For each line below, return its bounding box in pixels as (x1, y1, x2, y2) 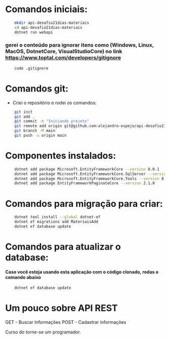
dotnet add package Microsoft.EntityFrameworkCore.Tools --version (14, 176, 159, 181)
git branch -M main (14, 128, 56, 134)
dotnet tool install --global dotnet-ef (14, 215, 101, 220)
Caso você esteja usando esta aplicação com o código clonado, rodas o (5, 269, 159, 275)
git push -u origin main (14, 133, 67, 138)
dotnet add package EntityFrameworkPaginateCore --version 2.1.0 (14, 181, 155, 186)
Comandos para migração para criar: (5, 198, 163, 209)
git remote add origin (14, 123, 62, 129)
